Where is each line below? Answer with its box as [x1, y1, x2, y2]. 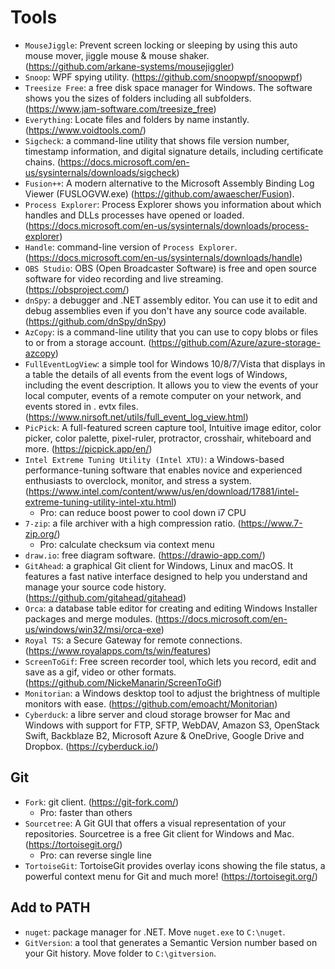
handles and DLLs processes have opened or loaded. [24, 209, 245, 221]
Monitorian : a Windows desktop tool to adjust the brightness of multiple [24, 687, 321, 699]
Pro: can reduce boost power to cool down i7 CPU [39, 506, 247, 518]
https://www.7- [240, 517, 303, 529]
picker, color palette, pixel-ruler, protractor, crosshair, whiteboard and [24, 432, 312, 444]
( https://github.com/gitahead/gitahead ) [24, 591, 187, 603]
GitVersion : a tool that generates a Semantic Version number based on [24, 936, 318, 948]
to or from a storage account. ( [24, 336, 152, 348]
